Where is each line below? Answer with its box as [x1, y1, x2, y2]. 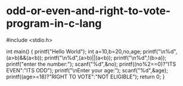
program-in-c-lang [6, 17, 102, 30]
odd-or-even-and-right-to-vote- [6, 4, 171, 18]
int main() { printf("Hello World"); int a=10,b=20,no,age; [6, 47, 142, 55]
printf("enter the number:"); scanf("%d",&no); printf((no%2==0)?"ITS [6, 60, 176, 68]
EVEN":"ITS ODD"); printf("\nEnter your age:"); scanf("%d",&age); [6, 66, 168, 74]
